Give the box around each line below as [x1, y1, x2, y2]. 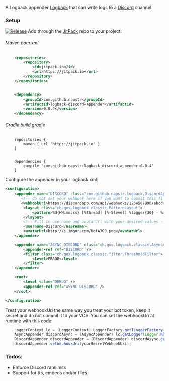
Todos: [5, 353, 23, 360]
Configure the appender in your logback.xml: [5, 177, 98, 183]
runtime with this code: [5, 318, 53, 324]
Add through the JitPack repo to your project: [28, 28, 122, 34]
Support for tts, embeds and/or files [12, 370, 87, 376]
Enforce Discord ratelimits [12, 364, 66, 371]
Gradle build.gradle [5, 122, 45, 128]
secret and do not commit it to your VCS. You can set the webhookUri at [5, 312, 154, 318]
